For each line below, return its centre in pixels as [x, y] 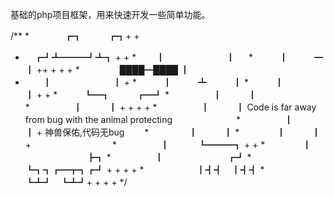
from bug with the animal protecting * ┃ [158, 119]
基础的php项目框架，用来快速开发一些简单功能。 [110, 14]
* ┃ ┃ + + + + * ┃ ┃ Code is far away [170, 107]
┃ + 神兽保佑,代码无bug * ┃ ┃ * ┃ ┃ [173, 132]
